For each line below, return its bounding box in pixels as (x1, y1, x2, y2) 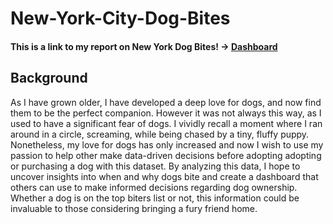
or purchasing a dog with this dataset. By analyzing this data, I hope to (10, 160, 301, 172)
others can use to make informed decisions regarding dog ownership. (10, 181, 298, 193)
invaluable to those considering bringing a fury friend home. (10, 202, 258, 214)
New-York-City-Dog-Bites (10, 7, 231, 30)
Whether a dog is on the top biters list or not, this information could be (10, 192, 300, 204)
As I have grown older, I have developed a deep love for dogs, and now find (10, 96, 322, 108)
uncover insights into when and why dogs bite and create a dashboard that (10, 170, 319, 182)
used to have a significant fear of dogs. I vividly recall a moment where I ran (10, 117, 323, 129)
